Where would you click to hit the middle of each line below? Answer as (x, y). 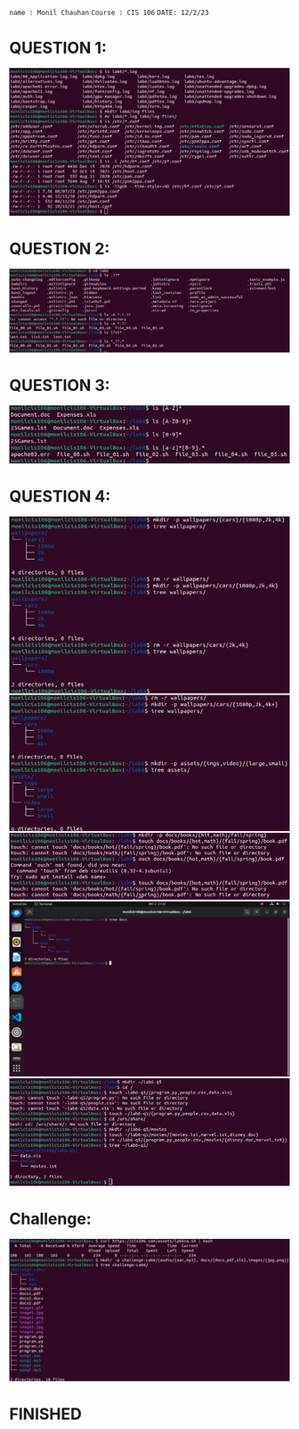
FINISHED (45, 1414)
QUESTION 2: (60, 249)
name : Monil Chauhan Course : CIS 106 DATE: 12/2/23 (109, 12)
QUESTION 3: (60, 386)
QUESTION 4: (60, 496)
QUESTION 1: (58, 48)
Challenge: (50, 1219)
